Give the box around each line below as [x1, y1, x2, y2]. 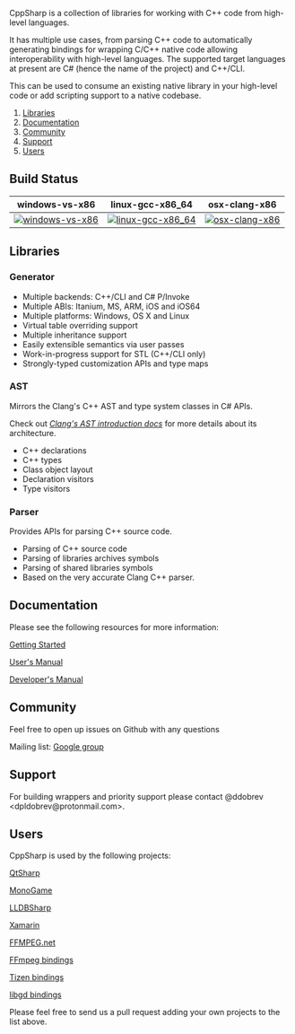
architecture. [9, 427, 56, 438]
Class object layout [22, 464, 93, 475]
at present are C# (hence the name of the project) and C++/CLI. [9, 63, 245, 74]
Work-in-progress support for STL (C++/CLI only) [22, 348, 206, 359]
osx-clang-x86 [207, 197, 277, 210]
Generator [9, 271, 56, 284]
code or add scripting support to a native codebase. [9, 90, 202, 101]
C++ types [22, 454, 63, 465]
